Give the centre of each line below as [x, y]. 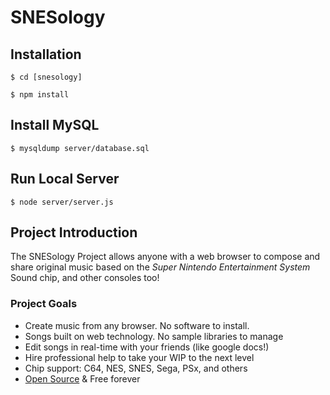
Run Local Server [65, 179]
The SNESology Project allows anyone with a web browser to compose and [165, 257]
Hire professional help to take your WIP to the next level [139, 357]
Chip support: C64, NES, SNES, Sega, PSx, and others [136, 368]
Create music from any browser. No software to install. [137, 325]
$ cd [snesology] [46, 77]
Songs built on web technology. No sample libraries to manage [154, 336]
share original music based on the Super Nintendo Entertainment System [160, 267]
